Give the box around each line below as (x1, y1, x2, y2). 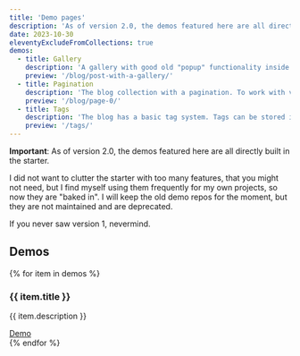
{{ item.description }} (9, 310, 87, 322)
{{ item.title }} (9, 290, 71, 302)
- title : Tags (17, 105, 70, 114)
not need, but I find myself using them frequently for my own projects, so (9, 182, 279, 192)
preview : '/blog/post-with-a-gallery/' (25, 72, 174, 81)
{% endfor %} (9, 337, 61, 349)
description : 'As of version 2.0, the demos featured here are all (9, 21, 266, 30)
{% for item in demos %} (9, 267, 101, 278)
